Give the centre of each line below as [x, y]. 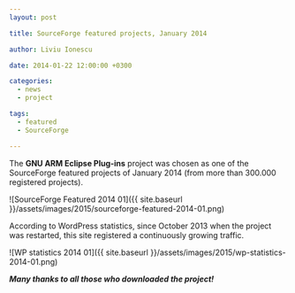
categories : [31, 81]
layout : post [33, 17]
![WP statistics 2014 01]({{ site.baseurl [79, 252]
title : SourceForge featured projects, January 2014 [108, 33]
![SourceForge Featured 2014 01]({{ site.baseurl [96, 199]
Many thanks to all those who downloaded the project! [112, 279]
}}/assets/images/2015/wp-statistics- [218, 252]
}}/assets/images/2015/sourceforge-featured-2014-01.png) [117, 208]
